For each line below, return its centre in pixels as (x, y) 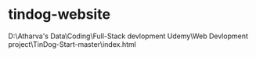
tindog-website (59, 14)
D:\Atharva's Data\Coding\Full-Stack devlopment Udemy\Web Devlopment (128, 36)
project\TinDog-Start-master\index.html (72, 44)
